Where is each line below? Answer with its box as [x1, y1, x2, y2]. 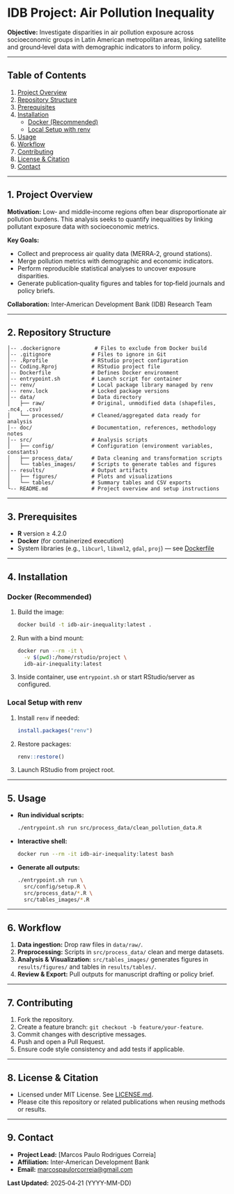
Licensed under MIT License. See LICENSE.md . [17, 1090, 154, 1098]
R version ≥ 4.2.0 [17, 529, 68, 538]
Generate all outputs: [17, 863, 80, 871]
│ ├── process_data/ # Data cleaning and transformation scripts [7, 455, 223, 462]
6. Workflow [7, 922, 61, 934]
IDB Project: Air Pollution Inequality [7, 5, 214, 21]
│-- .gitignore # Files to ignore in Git [7, 351, 167, 358]
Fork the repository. [17, 1015, 75, 1024]
